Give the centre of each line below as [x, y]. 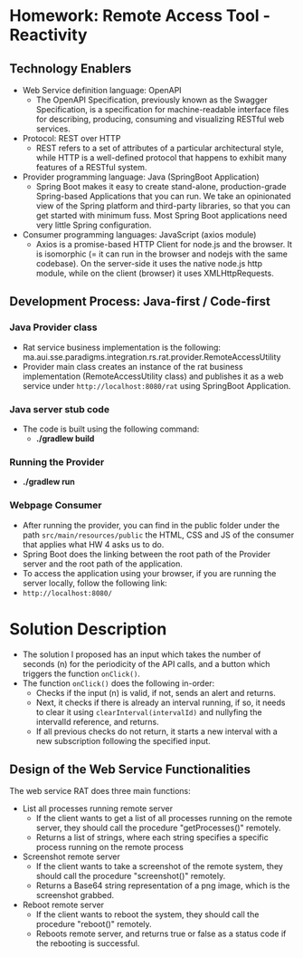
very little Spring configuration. [94, 225]
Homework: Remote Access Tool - [140, 16]
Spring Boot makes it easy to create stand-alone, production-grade [161, 186]
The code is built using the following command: [111, 429]
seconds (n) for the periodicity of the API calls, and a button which [146, 663]
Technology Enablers [71, 68]
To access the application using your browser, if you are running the [149, 573]
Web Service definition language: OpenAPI [102, 90]
